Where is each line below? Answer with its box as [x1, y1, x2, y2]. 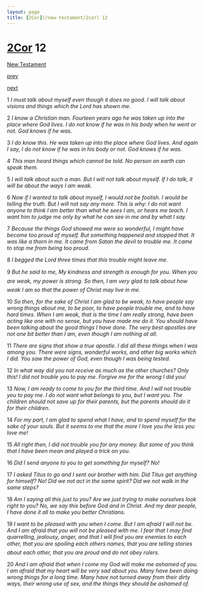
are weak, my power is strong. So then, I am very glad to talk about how [7, 277, 188, 285]
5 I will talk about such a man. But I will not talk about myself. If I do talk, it [7, 176, 193, 183]
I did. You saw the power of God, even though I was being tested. [7, 355, 171, 362]
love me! [7, 429, 29, 437]
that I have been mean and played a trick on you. [7, 448, 131, 455]
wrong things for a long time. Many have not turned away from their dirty [7, 574, 191, 581]
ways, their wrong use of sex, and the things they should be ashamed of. [7, 580, 190, 588]
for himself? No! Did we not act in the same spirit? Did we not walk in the [7, 477, 189, 485]
